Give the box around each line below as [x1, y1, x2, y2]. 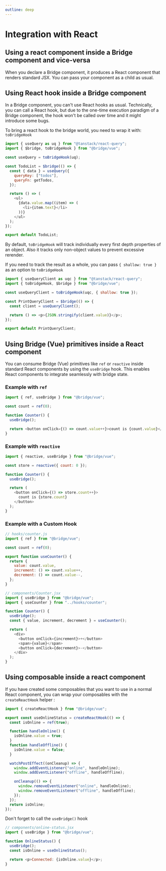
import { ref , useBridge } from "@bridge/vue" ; [5, 395, 105, 400]
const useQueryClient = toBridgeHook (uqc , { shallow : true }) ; [5, 290, 138, 295]
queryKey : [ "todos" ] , [14, 173, 58, 178]
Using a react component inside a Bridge [5, 48, 133, 57]
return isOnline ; [9, 802, 45, 807]
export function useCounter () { [5, 554, 72, 559]
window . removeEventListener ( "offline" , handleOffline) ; [18, 788, 136, 794]
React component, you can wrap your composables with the [5, 691, 128, 697]
